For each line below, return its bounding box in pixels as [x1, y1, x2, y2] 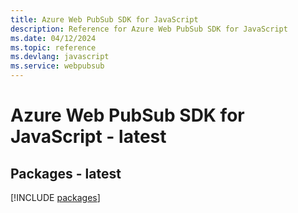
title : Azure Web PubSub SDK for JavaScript [10, 14, 199, 25]
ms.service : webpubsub [10, 61, 105, 71]
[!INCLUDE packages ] [10, 192, 101, 203]
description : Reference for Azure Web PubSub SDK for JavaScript [10, 24, 288, 34]
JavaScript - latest [10, 126, 167, 148]
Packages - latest [10, 165, 122, 182]
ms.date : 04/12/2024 [10, 33, 97, 43]
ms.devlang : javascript [10, 52, 110, 62]
